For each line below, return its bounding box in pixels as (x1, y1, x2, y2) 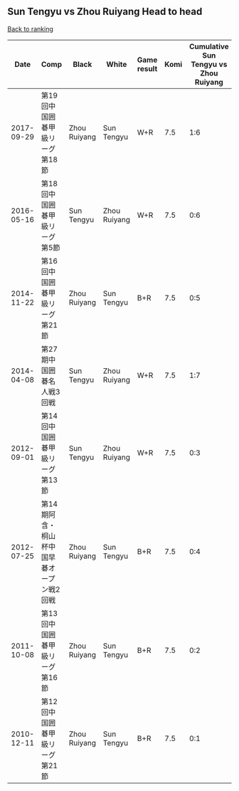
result (137, 63, 158, 73)
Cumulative (188, 41, 229, 51)
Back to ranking (7, 24, 53, 33)
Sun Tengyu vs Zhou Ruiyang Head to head (7, 6, 203, 18)
